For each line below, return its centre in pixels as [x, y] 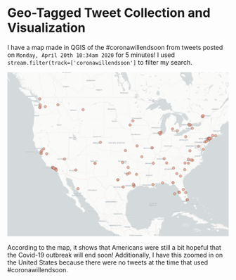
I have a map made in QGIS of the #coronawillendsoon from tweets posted [115, 47]
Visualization [46, 28]
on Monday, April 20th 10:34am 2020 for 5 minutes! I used [91, 55]
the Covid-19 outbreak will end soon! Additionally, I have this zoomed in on [115, 255]
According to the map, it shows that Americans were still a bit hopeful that [114, 248]
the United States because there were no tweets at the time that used [108, 262]
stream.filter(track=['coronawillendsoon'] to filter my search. [100, 62]
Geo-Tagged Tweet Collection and [109, 13]
